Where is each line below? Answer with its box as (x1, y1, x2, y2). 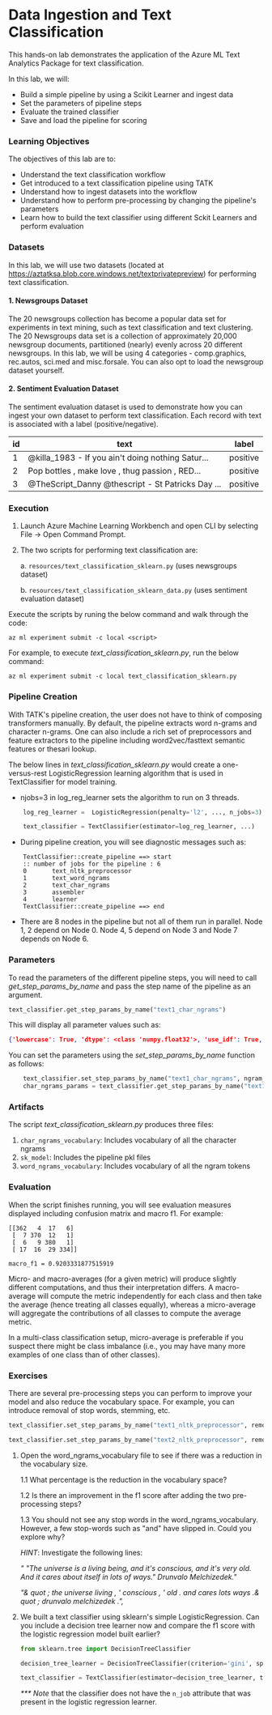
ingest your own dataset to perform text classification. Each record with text (8, 411, 261, 420)
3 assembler (23, 888, 85, 896)
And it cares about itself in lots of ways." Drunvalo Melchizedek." (19, 1572, 237, 1581)
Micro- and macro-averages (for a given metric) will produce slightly (8, 1274, 237, 1283)
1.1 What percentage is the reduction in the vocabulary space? (19, 1475, 227, 1484)
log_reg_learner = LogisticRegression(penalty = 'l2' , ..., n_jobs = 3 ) (23, 808, 263, 816)
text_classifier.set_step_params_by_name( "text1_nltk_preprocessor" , (8, 1421, 249, 1429)
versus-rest (8, 768, 47, 778)
